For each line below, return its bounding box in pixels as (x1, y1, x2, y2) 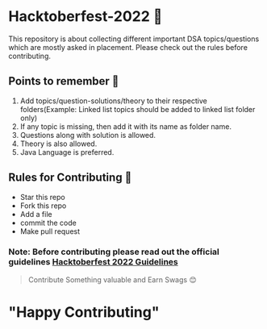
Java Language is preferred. (19, 147, 115, 156)
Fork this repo (19, 201, 67, 210)
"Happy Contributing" (8, 303, 160, 322)
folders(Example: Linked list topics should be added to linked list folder (19, 104, 256, 114)
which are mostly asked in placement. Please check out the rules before (8, 42, 248, 52)
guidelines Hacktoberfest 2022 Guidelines (8, 256, 179, 268)
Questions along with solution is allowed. (19, 130, 156, 140)
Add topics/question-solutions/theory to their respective (19, 96, 207, 106)
